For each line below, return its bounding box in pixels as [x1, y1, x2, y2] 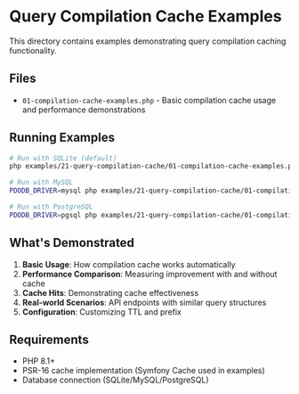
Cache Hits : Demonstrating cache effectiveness [21, 287, 199, 298]
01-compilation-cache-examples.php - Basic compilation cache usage [21, 94, 277, 105]
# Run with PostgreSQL [9, 202, 93, 211]
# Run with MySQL [9, 178, 74, 187]
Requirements [9, 332, 89, 348]
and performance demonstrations [21, 104, 146, 115]
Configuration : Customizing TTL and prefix [21, 306, 182, 317]
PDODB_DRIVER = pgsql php [9, 210, 98, 219]
